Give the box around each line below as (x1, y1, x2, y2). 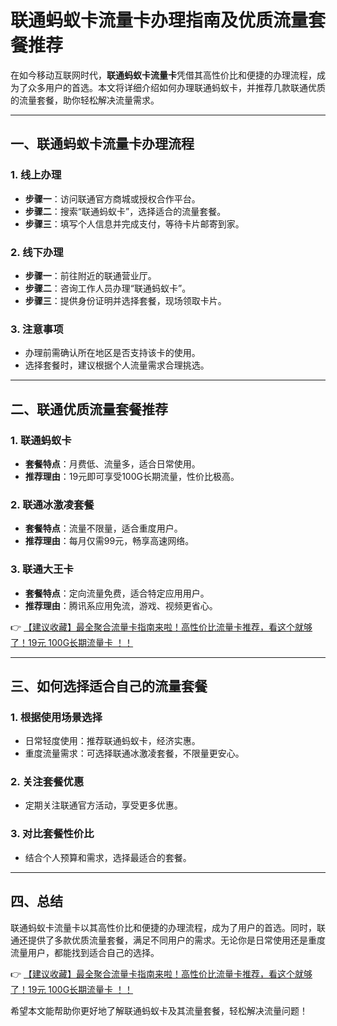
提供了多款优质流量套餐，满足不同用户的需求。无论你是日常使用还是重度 (27, 934, 326, 946)
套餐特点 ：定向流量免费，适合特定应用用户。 (24, 587, 210, 599)
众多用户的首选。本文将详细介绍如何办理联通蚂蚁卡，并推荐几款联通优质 (27, 81, 326, 93)
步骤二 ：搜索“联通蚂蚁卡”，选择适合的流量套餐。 (24, 205, 227, 217)
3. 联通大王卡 (10, 562, 74, 576)
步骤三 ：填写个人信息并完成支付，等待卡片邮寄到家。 (24, 217, 245, 230)
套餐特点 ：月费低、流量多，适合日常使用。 (24, 457, 201, 470)
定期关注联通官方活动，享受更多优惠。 (24, 799, 183, 811)
